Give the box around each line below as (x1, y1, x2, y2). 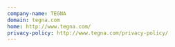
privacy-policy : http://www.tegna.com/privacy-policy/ (7, 29, 169, 37)
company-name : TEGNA (7, 10, 67, 17)
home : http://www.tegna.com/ (7, 23, 91, 30)
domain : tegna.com (7, 17, 60, 23)
